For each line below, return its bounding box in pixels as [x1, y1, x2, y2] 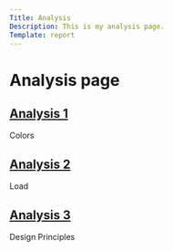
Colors [9, 130, 35, 141]
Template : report [9, 30, 76, 39]
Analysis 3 [9, 207, 71, 223]
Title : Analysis [9, 13, 71, 23]
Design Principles [9, 232, 76, 242]
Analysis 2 [9, 156, 71, 172]
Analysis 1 [9, 106, 68, 121]
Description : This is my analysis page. [9, 22, 166, 31]
